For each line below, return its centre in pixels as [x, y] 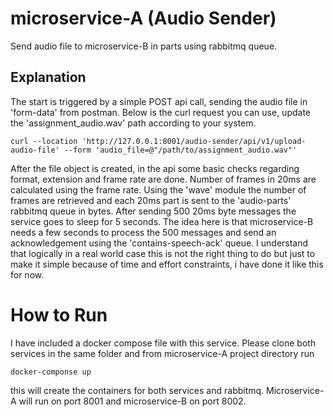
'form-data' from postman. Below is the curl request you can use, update [160, 112]
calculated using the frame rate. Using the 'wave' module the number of [158, 189]
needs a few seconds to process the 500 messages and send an [143, 232]
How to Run [59, 314]
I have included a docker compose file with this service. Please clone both [163, 343]
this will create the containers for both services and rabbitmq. [137, 390]
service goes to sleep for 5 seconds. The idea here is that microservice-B [162, 221]
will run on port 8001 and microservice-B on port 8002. [132, 401]
